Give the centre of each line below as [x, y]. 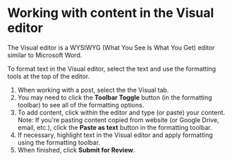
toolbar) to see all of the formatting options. [81, 105]
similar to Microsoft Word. [45, 55]
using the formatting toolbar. [59, 142]
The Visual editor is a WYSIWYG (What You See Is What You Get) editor [111, 47]
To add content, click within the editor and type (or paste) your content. [121, 112]
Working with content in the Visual [111, 13]
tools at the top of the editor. [49, 76]
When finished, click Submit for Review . [76, 150]
